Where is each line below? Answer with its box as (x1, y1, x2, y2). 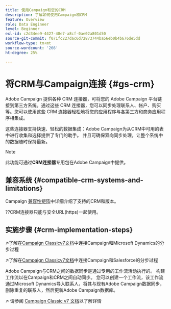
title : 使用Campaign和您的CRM (5, 7, 66, 13)
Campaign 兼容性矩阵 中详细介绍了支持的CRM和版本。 (5, 198, 119, 204)
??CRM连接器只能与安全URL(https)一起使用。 (5, 209, 101, 215)
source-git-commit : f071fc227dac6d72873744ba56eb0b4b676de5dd (5, 36, 140, 41)
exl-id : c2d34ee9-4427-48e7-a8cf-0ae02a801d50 (5, 31, 106, 36)
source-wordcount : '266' (5, 45, 58, 50)
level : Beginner (5, 27, 40, 32)
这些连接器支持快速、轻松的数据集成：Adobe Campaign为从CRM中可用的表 (5, 126, 164, 132)
